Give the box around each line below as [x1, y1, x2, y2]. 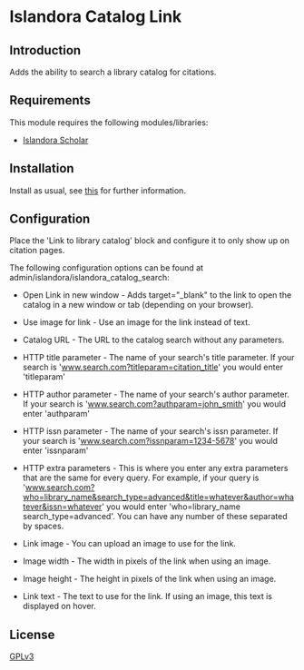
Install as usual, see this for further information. [9, 184, 186, 196]
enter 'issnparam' [22, 445, 89, 456]
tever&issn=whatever [22, 501, 103, 512]
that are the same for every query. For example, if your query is [22, 472, 260, 483]
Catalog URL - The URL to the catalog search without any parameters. [22, 334, 285, 346]
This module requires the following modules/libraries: [9, 116, 209, 128]
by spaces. [22, 520, 64, 532]
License [9, 626, 55, 642]
